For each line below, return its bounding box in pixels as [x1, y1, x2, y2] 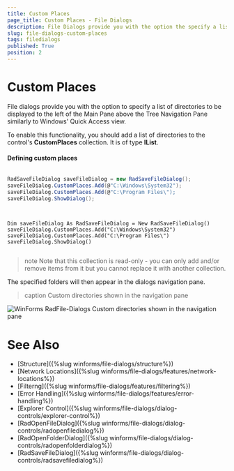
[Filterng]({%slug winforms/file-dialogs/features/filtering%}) [17, 382, 191, 391]
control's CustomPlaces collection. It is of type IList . [7, 137, 159, 147]
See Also [7, 336, 60, 352]
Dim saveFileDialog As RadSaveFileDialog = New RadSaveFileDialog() [7, 220, 210, 227]
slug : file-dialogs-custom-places [7, 29, 108, 37]
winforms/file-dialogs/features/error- [88, 389, 195, 398]
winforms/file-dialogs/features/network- [100, 367, 217, 375]
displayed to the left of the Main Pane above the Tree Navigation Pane [7, 110, 208, 118]
